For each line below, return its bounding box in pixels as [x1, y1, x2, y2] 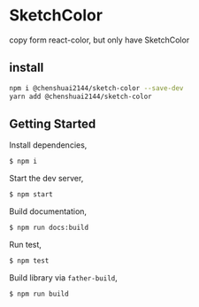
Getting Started [9, 116, 96, 131]
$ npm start [9, 190, 53, 199]
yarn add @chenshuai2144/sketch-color [9, 92, 152, 101]
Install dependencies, [9, 140, 88, 150]
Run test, [9, 239, 42, 249]
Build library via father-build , [9, 272, 118, 283]
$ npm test [9, 256, 50, 265]
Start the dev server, [9, 173, 84, 184]
